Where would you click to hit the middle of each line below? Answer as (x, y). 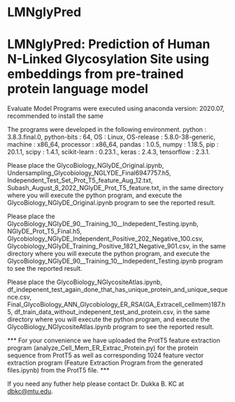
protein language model (78, 89)
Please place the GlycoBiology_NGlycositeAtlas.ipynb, (85, 282)
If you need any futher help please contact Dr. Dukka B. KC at (95, 384)
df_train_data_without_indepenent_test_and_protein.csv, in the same (112, 312)
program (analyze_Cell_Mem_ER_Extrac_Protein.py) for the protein (103, 348)
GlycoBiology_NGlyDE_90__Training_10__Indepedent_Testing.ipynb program (115, 261)
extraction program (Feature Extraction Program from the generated (105, 363)
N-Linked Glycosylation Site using (108, 59)
